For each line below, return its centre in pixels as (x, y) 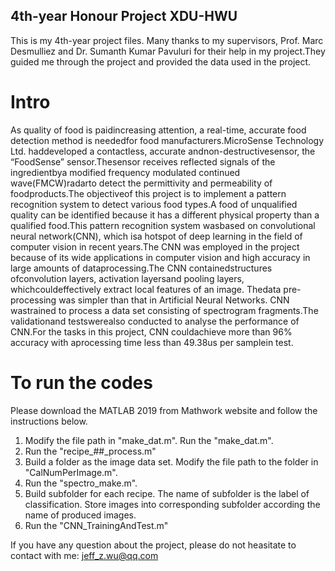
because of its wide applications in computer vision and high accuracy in (160, 257)
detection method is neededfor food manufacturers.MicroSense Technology (167, 140)
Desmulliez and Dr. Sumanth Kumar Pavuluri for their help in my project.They (168, 51)
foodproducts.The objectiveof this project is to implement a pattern (148, 193)
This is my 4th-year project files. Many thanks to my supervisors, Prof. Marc (167, 40)
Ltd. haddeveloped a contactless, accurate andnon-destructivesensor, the (163, 151)
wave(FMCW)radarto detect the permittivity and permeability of (141, 183)
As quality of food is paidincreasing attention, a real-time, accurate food (158, 130)
